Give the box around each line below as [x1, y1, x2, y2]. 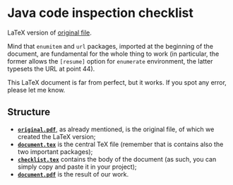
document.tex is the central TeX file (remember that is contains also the [17, 140, 224, 148]
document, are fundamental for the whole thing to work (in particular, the [7, 49, 220, 58]
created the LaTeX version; [17, 132, 96, 141]
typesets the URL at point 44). [7, 64, 95, 73]
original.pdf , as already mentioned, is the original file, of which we [17, 125, 215, 133]
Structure [7, 106, 51, 118]
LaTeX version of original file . [7, 28, 92, 37]
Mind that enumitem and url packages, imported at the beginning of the [7, 42, 214, 50]
